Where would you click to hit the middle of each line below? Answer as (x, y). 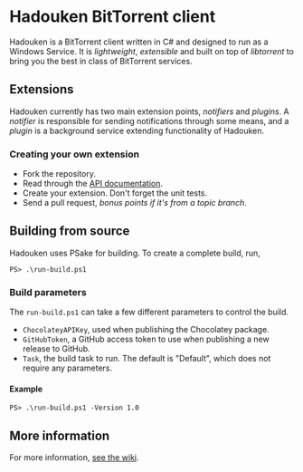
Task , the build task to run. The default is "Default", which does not (147, 359)
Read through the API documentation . (93, 184)
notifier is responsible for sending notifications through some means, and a (149, 120)
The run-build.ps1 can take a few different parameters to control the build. (149, 312)
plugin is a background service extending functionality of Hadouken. (137, 130)
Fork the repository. (59, 174)
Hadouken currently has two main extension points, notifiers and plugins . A (149, 111)
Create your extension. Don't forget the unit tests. (115, 193)
